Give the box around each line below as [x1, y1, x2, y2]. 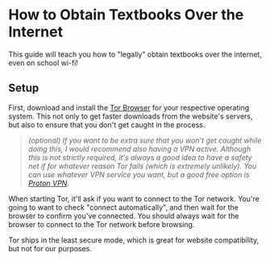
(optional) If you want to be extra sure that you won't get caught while [27, 135, 262, 145]
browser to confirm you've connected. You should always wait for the [8, 211, 239, 221]
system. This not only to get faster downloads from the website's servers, [8, 111, 253, 121]
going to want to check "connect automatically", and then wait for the [8, 202, 239, 212]
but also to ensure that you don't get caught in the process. [8, 119, 206, 130]
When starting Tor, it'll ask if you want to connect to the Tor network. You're [8, 193, 260, 203]
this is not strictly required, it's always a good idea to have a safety [27, 152, 252, 162]
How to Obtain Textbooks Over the [8, 6, 244, 24]
